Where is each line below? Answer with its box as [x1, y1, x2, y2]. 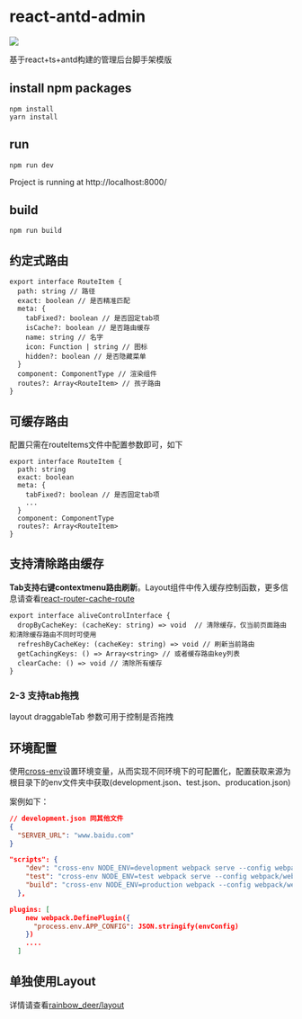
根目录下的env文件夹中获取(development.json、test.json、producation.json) [9, 776, 291, 788]
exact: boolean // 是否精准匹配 [17, 297, 130, 306]
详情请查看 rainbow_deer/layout [9, 999, 124, 1010]
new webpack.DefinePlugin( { [25, 913, 130, 923]
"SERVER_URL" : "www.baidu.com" [17, 830, 135, 840]
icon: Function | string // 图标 [25, 343, 148, 352]
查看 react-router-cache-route [24, 593, 135, 603]
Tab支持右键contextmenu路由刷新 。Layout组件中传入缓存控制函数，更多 [9, 582, 281, 593]
